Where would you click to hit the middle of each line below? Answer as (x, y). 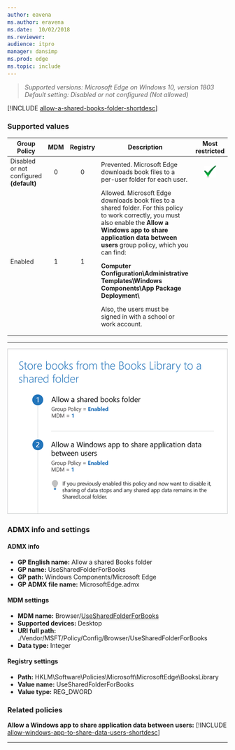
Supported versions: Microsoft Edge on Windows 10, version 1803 (119, 87)
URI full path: (37, 630)
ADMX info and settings (49, 530)
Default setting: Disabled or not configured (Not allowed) (106, 94)
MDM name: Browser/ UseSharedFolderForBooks (88, 616)
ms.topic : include (34, 66)
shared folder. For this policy (142, 208)
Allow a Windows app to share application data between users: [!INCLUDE (117, 725)
